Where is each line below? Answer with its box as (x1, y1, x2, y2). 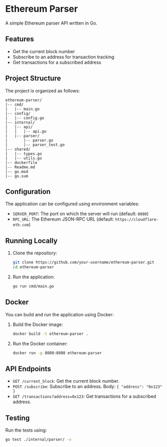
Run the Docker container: (12, 340, 68, 346)
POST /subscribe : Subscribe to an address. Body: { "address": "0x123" (12, 384, 162, 390)
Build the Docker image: (12, 321, 64, 327)
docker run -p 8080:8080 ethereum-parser (12, 350, 102, 356)
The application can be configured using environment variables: (5, 201, 140, 207)
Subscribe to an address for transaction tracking (12, 54, 115, 60)
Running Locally (5, 236, 58, 245)
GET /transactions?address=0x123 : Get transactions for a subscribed (12, 393, 156, 399)
